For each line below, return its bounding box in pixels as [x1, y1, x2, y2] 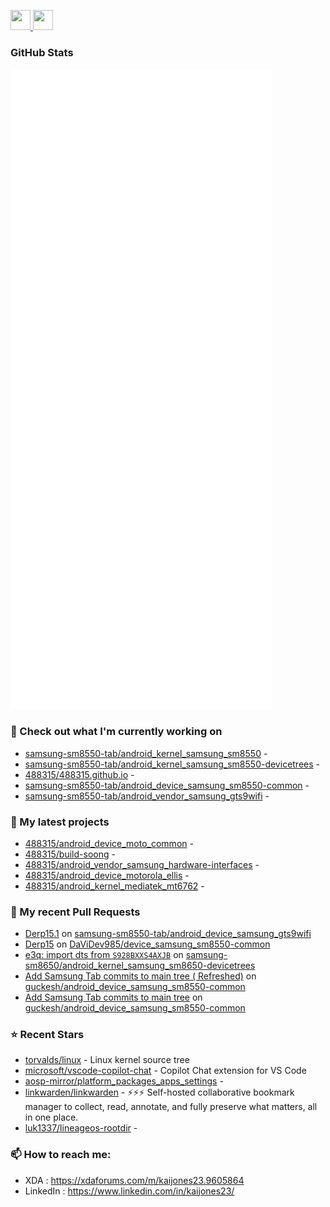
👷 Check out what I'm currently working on [10, 725, 223, 739]
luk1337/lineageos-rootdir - [24, 1122, 138, 1134]
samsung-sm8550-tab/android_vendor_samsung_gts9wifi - [24, 790, 270, 802]
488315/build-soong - [24, 848, 116, 860]
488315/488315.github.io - [24, 768, 135, 780]
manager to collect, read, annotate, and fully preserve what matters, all [24, 1101, 318, 1113]
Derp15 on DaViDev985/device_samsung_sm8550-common [24, 938, 271, 950]
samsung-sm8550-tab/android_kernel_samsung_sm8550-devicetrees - [24, 758, 321, 770]
